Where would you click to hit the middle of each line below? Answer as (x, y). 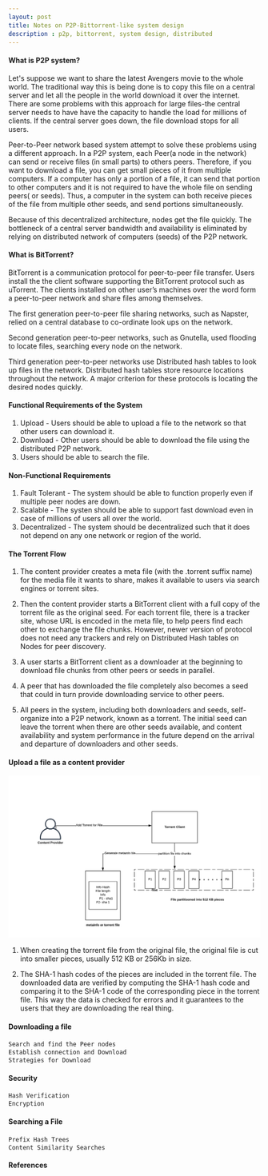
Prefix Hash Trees (39, 1139)
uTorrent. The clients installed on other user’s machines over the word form (132, 289)
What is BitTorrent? (41, 255)
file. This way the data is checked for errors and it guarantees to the (132, 999)
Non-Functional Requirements (60, 475)
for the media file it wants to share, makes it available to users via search (140, 580)
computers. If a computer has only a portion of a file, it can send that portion (134, 178)
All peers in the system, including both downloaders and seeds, (124, 710)
